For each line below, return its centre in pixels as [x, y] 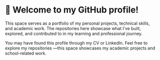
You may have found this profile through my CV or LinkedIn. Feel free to [76, 43]
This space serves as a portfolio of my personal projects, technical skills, [77, 23]
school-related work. [26, 53]
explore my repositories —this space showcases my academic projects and [80, 48]
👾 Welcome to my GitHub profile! [72, 10]
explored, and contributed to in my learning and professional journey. [74, 33]
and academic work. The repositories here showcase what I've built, [73, 28]
